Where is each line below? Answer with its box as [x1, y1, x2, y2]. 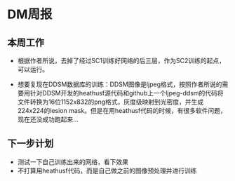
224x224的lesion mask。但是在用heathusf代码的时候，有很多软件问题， [17, 107, 227, 114]
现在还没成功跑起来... [17, 115, 79, 123]
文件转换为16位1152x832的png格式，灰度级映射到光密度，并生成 [17, 98, 204, 106]
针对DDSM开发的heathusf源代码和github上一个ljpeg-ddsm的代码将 [29, 89, 224, 97]
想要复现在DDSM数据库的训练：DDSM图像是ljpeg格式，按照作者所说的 [17, 80, 222, 88]
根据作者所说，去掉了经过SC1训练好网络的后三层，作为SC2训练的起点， [17, 57, 226, 65]
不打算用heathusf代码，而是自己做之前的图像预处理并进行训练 [17, 166, 197, 175]
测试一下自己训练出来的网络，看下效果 [17, 157, 128, 166]
